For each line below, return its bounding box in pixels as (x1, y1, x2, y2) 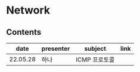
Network (6, 4, 51, 17)
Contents (6, 27, 42, 37)
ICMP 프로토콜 (75, 55, 115, 64)
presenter (41, 45, 70, 53)
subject (84, 45, 106, 53)
